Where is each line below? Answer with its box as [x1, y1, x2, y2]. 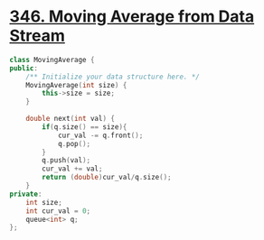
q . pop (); [57, 139, 91, 148]
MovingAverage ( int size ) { [25, 80, 127, 89]
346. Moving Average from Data [9, 6, 255, 27]
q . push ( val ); [42, 156, 91, 165]
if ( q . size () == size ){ [42, 122, 127, 132]
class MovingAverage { [9, 55, 95, 64]
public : [9, 63, 39, 73]
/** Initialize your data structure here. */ [25, 72, 201, 81]
